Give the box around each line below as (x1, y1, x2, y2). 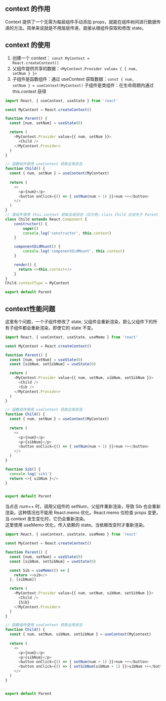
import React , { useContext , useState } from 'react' (5, 98, 119, 103)
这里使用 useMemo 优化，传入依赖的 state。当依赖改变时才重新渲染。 (5, 522, 147, 528)
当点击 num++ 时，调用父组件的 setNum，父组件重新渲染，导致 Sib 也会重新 (5, 503, 161, 509)
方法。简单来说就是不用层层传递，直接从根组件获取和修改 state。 (13, 25, 147, 31)
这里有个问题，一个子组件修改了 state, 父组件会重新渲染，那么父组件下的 (5, 318, 153, 324)
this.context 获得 (12, 88, 46, 94)
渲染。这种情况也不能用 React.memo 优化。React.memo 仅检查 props (5, 509, 147, 516)
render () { (14, 262, 37, 267)
